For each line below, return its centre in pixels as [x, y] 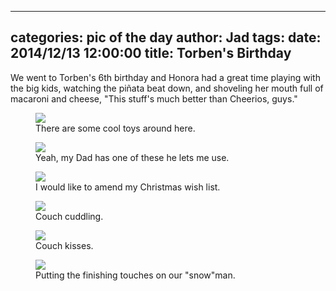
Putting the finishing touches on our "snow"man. [135, 275]
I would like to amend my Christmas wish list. [128, 187]
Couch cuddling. [69, 216]
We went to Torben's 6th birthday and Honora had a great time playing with [165, 77]
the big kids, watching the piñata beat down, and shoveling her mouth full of [167, 88]
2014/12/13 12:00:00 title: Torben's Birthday [151, 53]
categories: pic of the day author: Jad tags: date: [166, 37]
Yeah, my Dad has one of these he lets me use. [132, 157]
